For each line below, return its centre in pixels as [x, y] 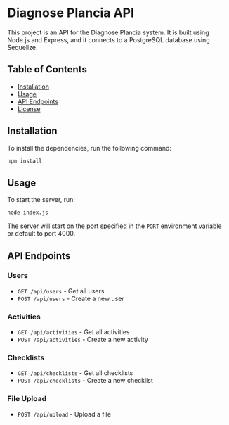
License [29, 109]
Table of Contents [47, 69]
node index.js [28, 212]
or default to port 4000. [41, 234]
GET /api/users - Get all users [61, 291]
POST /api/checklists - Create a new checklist [85, 381]
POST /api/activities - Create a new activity [83, 340]
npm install [25, 161]
